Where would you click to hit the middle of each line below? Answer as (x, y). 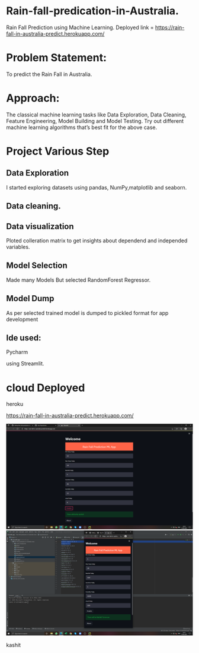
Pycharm (17, 352)
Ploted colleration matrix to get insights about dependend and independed (97, 241)
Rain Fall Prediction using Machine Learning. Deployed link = (80, 27)
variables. (18, 247)
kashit (14, 645)
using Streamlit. (25, 364)
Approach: (33, 98)
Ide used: (24, 338)
